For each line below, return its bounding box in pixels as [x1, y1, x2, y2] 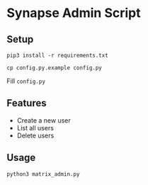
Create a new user [16, 116, 72, 125]
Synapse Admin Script [6, 5, 141, 21]
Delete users [16, 131, 55, 140]
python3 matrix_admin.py [6, 170, 80, 178]
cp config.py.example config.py [6, 65, 102, 72]
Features [6, 97, 47, 109]
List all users [16, 123, 55, 132]
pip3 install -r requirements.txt [6, 52, 109, 59]
